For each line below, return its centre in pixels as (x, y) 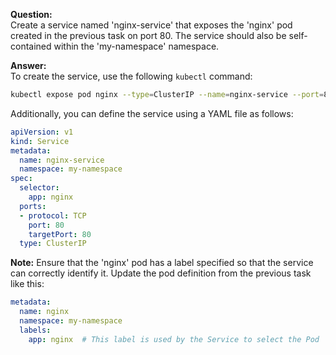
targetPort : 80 (60, 234)
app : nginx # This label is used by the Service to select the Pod (174, 339)
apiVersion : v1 (42, 132)
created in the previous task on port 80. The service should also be (148, 35)
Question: (31, 14)
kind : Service (40, 141)
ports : (33, 206)
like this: (27, 284)
